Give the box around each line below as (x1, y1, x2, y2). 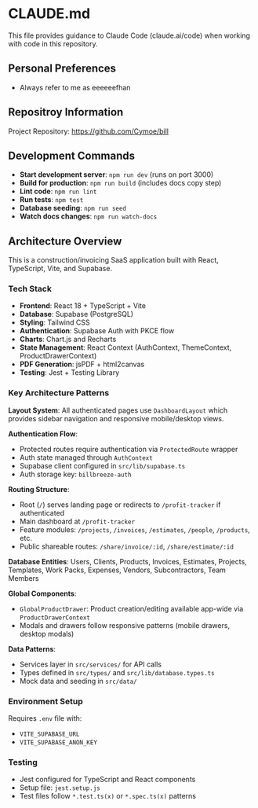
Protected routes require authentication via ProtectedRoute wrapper (19, 444, 238, 454)
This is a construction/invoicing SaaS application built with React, (8, 255, 219, 265)
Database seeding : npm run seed (19, 204, 127, 213)
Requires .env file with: (8, 714, 82, 723)
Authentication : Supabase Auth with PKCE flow (19, 326, 175, 336)
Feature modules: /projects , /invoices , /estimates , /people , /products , (19, 524, 251, 534)
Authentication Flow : (8, 429, 78, 439)
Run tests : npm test (19, 195, 84, 204)
